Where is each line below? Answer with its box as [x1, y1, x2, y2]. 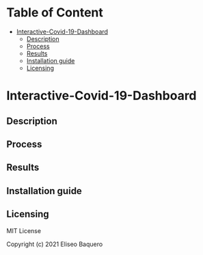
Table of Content [6, 5, 104, 21]
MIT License [6, 226, 42, 234]
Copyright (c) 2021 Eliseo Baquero [6, 240, 103, 248]
